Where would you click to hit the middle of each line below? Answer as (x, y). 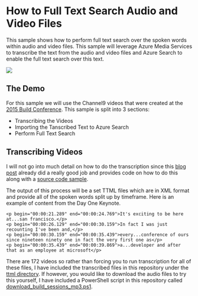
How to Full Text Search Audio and (92, 11)
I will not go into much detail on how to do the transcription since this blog (96, 166)
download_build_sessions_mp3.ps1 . (49, 287)
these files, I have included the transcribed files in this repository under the (98, 268)
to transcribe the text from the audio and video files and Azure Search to (94, 52)
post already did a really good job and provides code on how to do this (92, 173)
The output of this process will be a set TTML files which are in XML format (98, 190)
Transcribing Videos (44, 152)
